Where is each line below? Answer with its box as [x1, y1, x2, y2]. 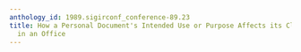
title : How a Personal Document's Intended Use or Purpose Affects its [9, 21, 282, 30]
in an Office [17, 29, 66, 38]
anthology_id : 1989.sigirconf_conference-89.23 [9, 12, 191, 22]
